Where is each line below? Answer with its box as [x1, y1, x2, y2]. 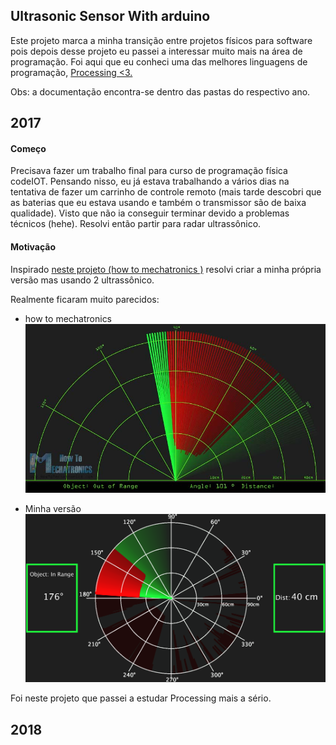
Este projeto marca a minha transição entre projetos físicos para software [10, 34, 313, 46]
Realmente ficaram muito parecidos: [10, 293, 160, 305]
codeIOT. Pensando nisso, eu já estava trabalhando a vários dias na [10, 175, 290, 188]
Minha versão [24, 502, 82, 514]
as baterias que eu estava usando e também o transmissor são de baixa [10, 197, 307, 209]
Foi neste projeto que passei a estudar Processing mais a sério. [10, 692, 272, 704]
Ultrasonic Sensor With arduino [10, 8, 211, 25]
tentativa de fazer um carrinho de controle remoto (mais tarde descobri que [10, 186, 322, 198]
